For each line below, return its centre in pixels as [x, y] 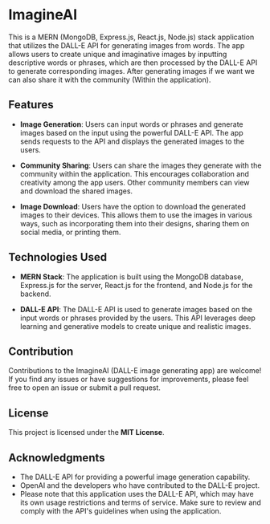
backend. [35, 294]
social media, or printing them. [70, 232]
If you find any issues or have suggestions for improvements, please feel [129, 380]
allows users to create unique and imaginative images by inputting [118, 54]
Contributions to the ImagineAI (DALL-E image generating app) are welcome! [135, 371]
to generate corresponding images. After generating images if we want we [131, 71]
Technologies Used [57, 257]
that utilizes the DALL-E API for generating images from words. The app [127, 45]
